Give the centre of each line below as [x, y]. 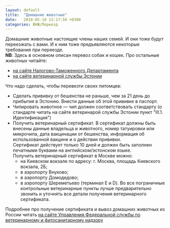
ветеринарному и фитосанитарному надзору [54, 220]
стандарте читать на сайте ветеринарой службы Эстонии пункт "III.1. [88, 112]
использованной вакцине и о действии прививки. [67, 139]
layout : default [22, 10]
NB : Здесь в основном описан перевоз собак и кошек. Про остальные [82, 55]
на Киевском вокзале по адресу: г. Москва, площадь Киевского [90, 161]
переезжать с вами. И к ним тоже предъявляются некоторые [72, 45]
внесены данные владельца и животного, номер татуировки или [83, 129]
